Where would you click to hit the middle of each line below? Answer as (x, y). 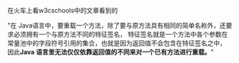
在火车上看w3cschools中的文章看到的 (63, 10)
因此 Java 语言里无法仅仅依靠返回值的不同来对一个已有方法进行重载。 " (111, 52)
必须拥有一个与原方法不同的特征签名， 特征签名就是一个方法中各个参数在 (121, 34)
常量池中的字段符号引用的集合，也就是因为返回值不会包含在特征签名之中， (117, 43)
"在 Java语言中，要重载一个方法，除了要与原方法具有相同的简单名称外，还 (117, 25)
